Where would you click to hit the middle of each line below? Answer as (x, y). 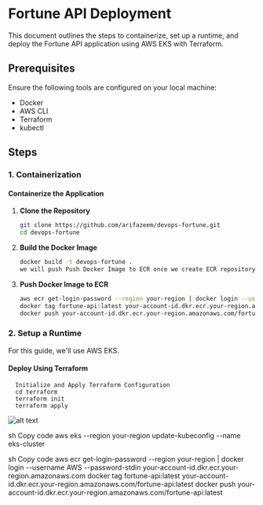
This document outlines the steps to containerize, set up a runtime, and (123, 35)
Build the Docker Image (58, 247)
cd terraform (37, 392)
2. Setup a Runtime (45, 333)
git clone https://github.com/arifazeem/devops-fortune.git (120, 225)
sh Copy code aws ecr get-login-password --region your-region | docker (126, 459)
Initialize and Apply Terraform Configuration (93, 385)
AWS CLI (34, 111)
